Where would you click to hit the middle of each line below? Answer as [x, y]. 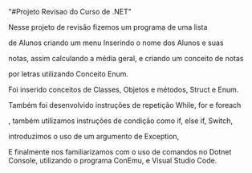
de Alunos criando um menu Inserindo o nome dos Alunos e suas [116, 43]
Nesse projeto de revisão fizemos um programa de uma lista [108, 27]
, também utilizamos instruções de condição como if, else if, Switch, [121, 121]
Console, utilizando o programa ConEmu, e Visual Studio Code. [113, 161]
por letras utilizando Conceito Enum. [69, 74]
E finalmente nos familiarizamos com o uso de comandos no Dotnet [120, 152]
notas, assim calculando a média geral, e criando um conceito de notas [126, 58]
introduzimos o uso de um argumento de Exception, [94, 136]
